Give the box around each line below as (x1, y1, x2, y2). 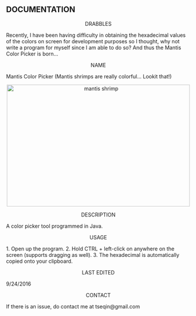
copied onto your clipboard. (6, 257, 73, 265)
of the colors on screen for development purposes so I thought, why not (6, 37, 180, 44)
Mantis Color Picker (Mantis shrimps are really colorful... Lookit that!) (6, 73, 172, 80)
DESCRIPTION (81, 211, 116, 218)
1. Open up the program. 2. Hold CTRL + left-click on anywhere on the (6, 245, 175, 252)
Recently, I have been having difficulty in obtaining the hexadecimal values (6, 32, 186, 39)
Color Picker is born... (6, 50, 59, 57)
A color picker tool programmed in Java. (6, 222, 104, 229)
